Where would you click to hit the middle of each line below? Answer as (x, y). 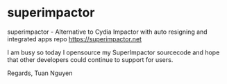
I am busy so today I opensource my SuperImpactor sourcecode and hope (113, 52)
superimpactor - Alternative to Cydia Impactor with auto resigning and (107, 32)
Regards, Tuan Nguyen (40, 73)
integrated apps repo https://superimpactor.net (75, 39)
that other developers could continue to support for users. (90, 59)
